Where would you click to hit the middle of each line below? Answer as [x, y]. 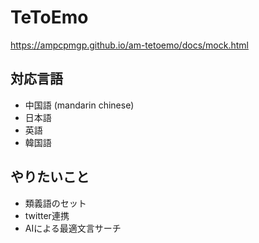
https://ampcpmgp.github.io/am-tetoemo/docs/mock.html [129, 45]
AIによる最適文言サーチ [73, 228]
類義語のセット [55, 203]
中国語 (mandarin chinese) [79, 105]
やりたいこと [50, 177]
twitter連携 [47, 215]
